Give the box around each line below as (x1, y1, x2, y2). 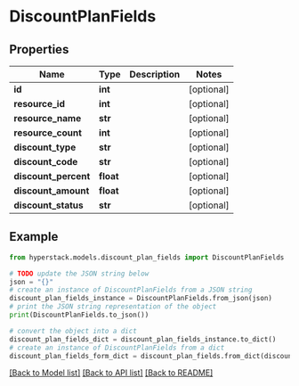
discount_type (13, 141, 77, 153)
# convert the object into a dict (9, 326, 138, 335)
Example (9, 229, 59, 244)
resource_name (13, 112, 82, 124)
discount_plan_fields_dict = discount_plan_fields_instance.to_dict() (9, 334, 277, 344)
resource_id (13, 98, 65, 110)
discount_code (13, 156, 78, 168)
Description (129, 69, 181, 80)
